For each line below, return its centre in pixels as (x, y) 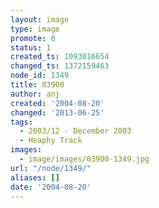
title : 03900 (37, 85)
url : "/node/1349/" (51, 168)
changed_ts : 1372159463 (60, 66)
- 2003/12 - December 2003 (75, 131)
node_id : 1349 (40, 76)
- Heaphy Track (51, 141)
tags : (21, 122)
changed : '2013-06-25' (57, 112)
